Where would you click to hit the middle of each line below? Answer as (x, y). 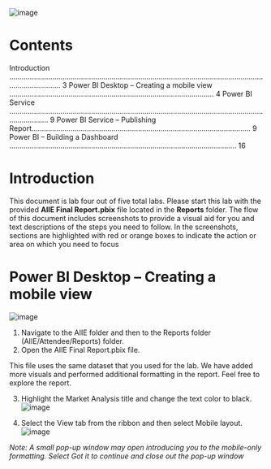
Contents (41, 46)
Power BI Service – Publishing (106, 119)
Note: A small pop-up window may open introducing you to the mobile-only (135, 447)
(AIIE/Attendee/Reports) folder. (73, 341)
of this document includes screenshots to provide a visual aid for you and (132, 218)
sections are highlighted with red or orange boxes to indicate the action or (133, 235)
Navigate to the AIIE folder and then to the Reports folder (116, 332)
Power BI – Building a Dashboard (64, 137)
